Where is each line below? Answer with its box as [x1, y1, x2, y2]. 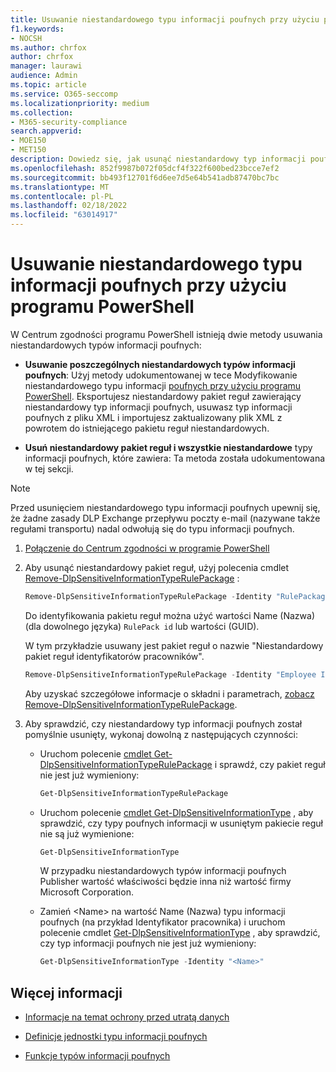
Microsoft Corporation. [39, 886, 134, 898]
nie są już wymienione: [39, 827, 135, 840]
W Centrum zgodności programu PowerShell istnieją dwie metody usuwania [10, 328, 323, 340]
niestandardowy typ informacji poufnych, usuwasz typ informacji [24, 401, 293, 413]
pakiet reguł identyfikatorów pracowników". [24, 650, 205, 662]
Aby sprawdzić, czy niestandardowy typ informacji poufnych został [24, 717, 303, 730]
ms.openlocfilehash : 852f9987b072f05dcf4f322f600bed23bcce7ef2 [10, 163, 280, 173]
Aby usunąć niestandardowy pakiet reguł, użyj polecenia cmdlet [24, 561, 290, 573]
